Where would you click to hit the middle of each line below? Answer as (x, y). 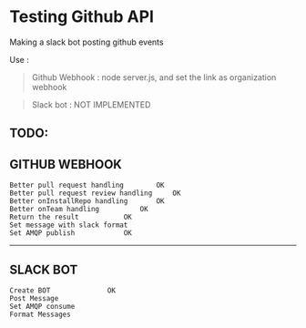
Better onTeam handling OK (79, 210)
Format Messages (40, 314)
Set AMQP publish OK (71, 233)
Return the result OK (71, 217)
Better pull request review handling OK (95, 193)
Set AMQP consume (42, 306)
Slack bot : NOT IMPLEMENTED (91, 104)
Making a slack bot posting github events (87, 42)
